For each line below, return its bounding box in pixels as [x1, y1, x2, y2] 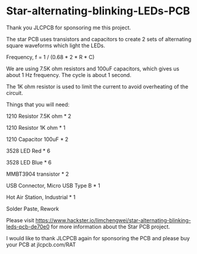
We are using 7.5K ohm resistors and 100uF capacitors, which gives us [6, 65, 180, 72]
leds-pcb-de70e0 [6, 223, 50, 230]
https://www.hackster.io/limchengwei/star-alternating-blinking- [35, 216, 191, 224]
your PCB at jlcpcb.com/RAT [6, 241, 76, 248]
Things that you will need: [6, 100, 70, 108]
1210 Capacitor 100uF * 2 [6, 136, 69, 143]
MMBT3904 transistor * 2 [6, 170, 69, 178]
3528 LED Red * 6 [6, 147, 51, 154]
